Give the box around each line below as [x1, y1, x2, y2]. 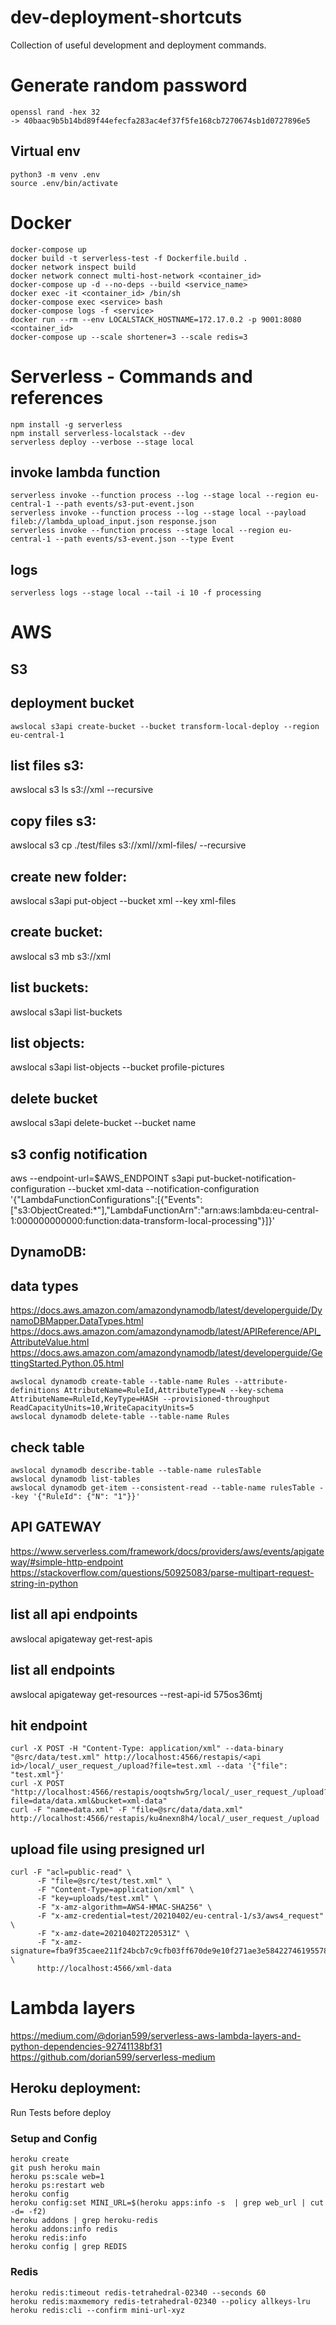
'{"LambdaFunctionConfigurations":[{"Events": [10, 1194, 203, 1206]
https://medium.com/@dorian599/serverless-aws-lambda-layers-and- [10, 2030, 302, 2042]
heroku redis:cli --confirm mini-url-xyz [10, 2305, 186, 2315]
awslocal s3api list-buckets [10, 1006, 123, 1018]
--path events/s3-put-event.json [54, 499, 195, 510]
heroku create [10, 2154, 70, 2165]
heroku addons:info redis [10, 2224, 118, 2235]
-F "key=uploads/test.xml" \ [36, 1894, 159, 1904]
